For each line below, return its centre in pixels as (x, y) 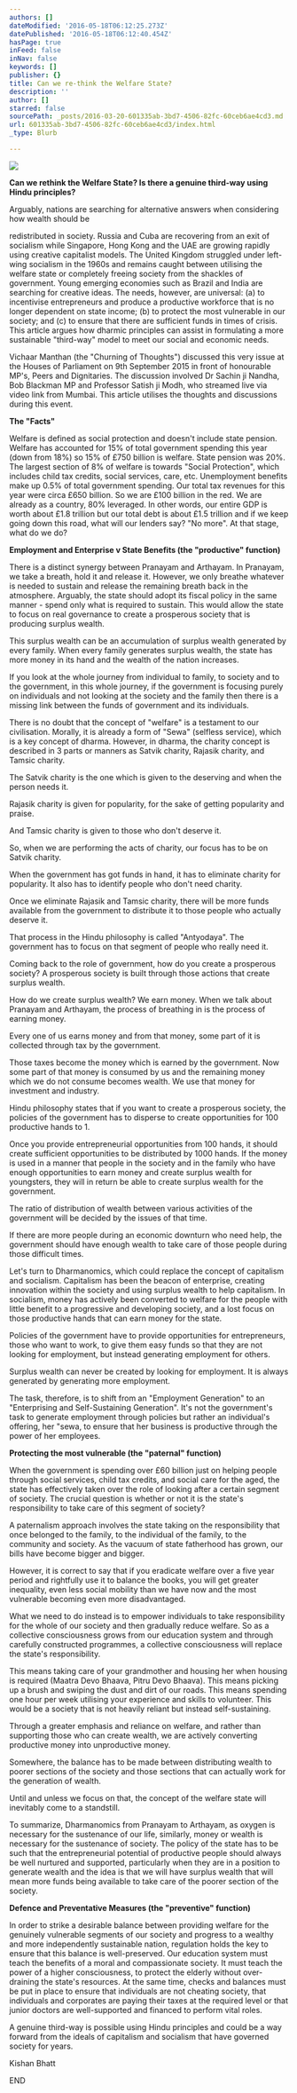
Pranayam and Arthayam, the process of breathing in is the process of (137, 1009)
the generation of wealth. (55, 1781)
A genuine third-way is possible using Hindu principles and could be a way (145, 2027)
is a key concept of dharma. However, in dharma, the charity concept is (140, 741)
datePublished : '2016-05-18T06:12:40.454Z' (91, 34)
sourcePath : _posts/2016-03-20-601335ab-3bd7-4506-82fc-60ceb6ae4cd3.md (146, 116)
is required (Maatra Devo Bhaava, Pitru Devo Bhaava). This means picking (144, 1680)
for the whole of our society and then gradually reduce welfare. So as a (139, 1625)
